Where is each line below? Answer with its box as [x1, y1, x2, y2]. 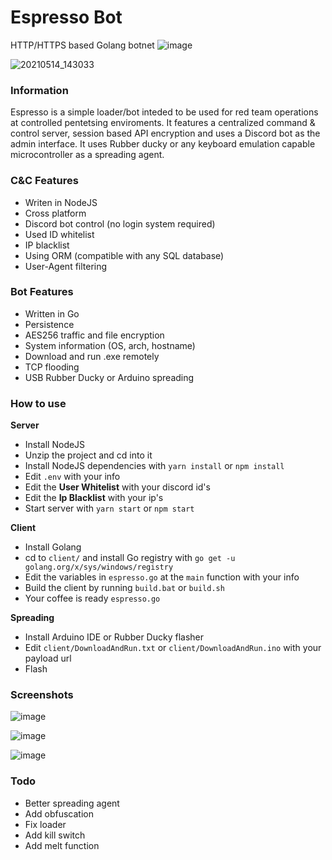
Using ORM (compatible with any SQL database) [24, 249, 225, 261]
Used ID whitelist [24, 228, 95, 240]
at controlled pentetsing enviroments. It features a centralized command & [10, 117, 316, 129]
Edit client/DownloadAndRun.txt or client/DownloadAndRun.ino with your [24, 642, 322, 654]
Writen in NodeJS [24, 196, 98, 208]
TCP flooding [24, 361, 80, 373]
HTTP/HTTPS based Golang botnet [10, 39, 155, 51]
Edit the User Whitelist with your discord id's [24, 481, 211, 493]
